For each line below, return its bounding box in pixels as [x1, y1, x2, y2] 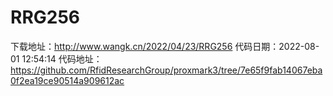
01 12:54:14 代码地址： [10, 52, 103, 65]
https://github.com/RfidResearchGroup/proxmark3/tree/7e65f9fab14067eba [10, 64, 323, 76]
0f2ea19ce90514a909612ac [10, 74, 125, 86]
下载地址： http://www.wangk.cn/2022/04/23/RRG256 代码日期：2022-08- [10, 40, 320, 52]
